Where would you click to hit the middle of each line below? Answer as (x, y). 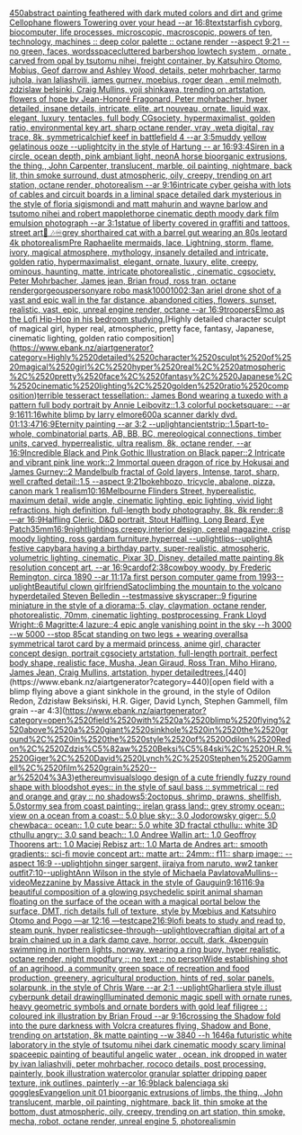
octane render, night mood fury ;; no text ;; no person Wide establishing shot (149, 959)
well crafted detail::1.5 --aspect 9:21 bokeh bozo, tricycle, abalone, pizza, (142, 481)
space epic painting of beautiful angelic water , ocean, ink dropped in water (148, 1054)
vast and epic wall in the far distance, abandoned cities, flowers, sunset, (143, 300)
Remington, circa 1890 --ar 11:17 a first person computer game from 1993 (143, 577)
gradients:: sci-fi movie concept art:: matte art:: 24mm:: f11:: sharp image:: (146, 854)
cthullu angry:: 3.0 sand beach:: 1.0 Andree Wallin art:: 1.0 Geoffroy (133, 834)
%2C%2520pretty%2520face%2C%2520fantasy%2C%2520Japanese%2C (151, 376)
